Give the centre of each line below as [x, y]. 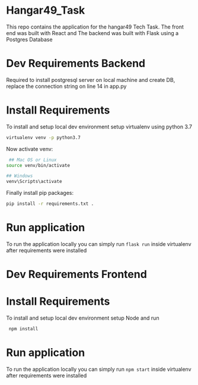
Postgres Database [29, 39]
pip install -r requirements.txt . [50, 204]
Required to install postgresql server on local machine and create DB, [91, 80]
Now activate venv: [30, 149]
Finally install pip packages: [40, 193]
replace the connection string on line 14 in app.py [66, 86]
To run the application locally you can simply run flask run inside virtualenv [99, 244]
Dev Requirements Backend [76, 64]
